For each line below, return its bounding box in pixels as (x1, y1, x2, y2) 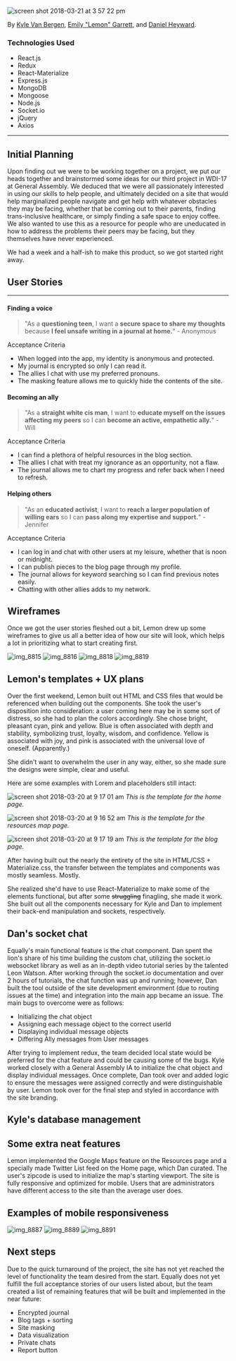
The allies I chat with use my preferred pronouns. (17, 369, 160, 378)
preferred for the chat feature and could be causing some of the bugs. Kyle (7, 1056, 225, 1064)
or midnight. (17, 555, 53, 563)
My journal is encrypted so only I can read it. (17, 362, 147, 370)
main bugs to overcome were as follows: (7, 998, 124, 1007)
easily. (17, 577, 37, 586)
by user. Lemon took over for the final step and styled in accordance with (7, 1085, 219, 1094)
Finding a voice (7, 304, 53, 312)
